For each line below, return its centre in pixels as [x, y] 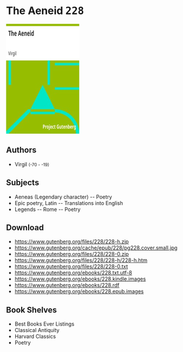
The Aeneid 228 [45, 11]
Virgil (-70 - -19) [32, 164]
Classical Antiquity [37, 330]
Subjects [23, 183]
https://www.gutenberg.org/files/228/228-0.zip [72, 254]
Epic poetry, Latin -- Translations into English [69, 203]
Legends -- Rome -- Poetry [47, 209]
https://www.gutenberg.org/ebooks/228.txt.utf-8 [73, 273]
